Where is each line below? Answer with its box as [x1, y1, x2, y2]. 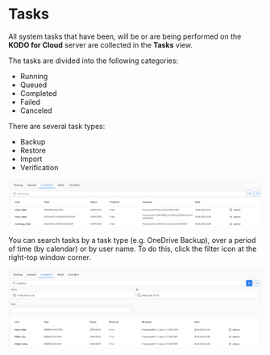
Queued [19, 80, 47, 90]
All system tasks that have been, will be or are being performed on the [8, 31, 242, 41]
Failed [19, 97, 41, 106]
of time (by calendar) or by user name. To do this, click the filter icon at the [8, 244, 257, 253]
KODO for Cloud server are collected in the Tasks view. [8, 40, 193, 49]
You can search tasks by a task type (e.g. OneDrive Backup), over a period [8, 235, 256, 244]
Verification [19, 162, 59, 172]
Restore [19, 145, 47, 155]
